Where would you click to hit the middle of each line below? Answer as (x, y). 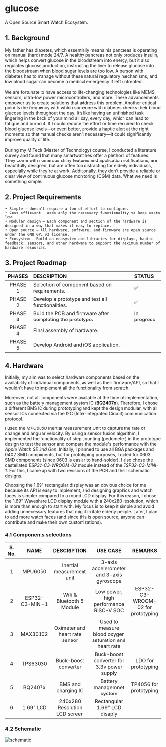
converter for (109, 661)
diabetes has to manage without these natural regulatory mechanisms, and (81, 76)
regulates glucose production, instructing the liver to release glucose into (80, 65)
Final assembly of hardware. (66, 331)
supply (109, 673)
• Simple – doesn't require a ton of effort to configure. (67, 209)
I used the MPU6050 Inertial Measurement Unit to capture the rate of (75, 428)
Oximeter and (70, 628)
